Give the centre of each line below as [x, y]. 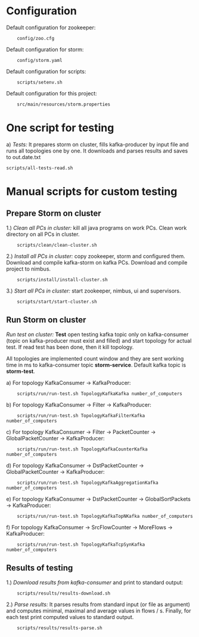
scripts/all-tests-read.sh [40, 168]
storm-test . [21, 371]
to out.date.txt [24, 157]
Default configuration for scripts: [46, 71]
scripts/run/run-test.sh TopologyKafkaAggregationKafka [88, 483]
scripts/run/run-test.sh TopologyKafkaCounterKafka [82, 449]
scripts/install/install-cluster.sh [63, 279]
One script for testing [60, 128]
